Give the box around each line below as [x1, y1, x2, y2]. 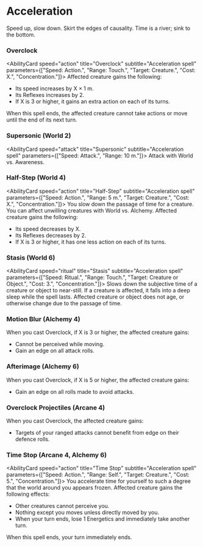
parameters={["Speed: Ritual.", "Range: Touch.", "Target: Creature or [6, 273, 179, 281]
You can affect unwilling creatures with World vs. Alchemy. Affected [6, 206, 177, 214]
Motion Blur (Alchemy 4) [6, 315, 80, 324]
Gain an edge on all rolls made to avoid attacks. [15, 388, 135, 395]
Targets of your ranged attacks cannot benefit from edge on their [15, 429, 180, 437]
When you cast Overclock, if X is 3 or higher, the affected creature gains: [6, 328, 190, 336]
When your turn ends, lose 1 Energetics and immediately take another [15, 515, 190, 523]
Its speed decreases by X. [15, 225, 81, 233]
